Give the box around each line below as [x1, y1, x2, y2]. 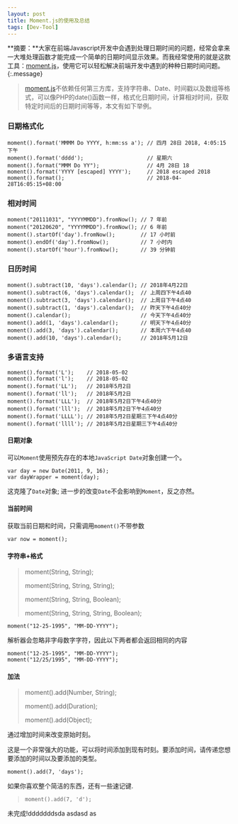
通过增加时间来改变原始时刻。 [7, 730, 94, 739]
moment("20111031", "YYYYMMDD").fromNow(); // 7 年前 [7, 216, 168, 223]
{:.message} [7, 69, 43, 78]
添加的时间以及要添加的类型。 [13, 755, 101, 763]
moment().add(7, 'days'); [7, 769, 84, 776]
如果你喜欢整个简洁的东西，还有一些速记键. [7, 781, 134, 791]
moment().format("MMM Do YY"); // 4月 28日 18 [7, 162, 190, 169]
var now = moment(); [7, 535, 69, 542]
